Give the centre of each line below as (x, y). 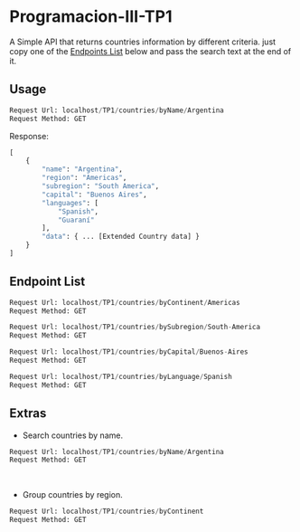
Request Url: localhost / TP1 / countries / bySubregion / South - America (135, 328)
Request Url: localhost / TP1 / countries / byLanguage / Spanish (121, 376)
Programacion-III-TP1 (91, 17)
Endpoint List (47, 282)
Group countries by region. (73, 495)
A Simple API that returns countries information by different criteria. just (143, 42)
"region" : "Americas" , (84, 178)
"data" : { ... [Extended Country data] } (121, 237)
